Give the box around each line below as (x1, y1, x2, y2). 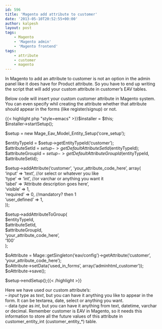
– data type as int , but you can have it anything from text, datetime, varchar (5, 303, 157, 309)
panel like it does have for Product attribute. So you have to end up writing (5, 81, 156, 87)
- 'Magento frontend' (14, 44, 58, 49)
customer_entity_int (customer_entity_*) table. (5, 319, 97, 325)
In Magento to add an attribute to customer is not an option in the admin (5, 76, 151, 82)
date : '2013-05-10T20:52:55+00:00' (5, 16, 78, 21)
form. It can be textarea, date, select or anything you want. (5, 297, 124, 303)
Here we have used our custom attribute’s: (5, 287, 91, 293)
